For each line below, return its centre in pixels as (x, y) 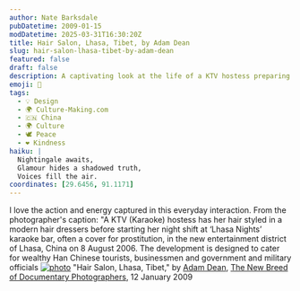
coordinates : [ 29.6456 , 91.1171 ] (72, 185)
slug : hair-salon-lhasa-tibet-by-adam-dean (92, 51)
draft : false (34, 68)
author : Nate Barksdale (54, 18)
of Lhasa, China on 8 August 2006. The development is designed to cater (145, 249)
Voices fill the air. (58, 176)
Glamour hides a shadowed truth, (80, 168)
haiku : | (26, 151)
